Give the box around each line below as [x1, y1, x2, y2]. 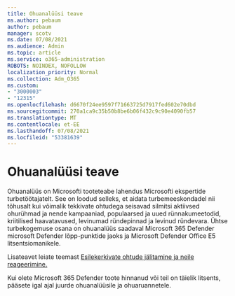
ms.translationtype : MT [7, 114, 77, 121]
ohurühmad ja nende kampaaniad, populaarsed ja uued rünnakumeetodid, [7, 209, 221, 218]
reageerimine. [7, 260, 48, 269]
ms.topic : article [7, 50, 61, 57]
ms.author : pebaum [7, 17, 61, 24]
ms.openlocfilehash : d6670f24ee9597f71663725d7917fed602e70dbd [7, 101, 196, 108]
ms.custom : [7, 82, 39, 89]
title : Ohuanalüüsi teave [7, 10, 83, 17]
